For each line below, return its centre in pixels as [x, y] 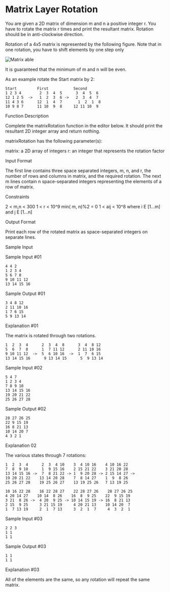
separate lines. [21, 237]
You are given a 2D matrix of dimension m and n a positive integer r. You [81, 23]
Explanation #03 [22, 570]
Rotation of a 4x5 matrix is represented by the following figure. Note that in [83, 44]
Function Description [27, 116]
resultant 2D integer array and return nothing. [53, 131]
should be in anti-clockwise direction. [44, 34]
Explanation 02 [21, 445]
